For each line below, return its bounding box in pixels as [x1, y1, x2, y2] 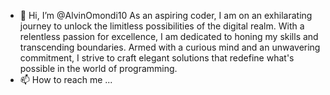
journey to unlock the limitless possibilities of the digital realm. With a [19, 20, 305, 32]
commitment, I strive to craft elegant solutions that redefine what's [19, 52, 295, 64]
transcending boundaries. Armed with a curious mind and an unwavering [19, 41, 321, 53]
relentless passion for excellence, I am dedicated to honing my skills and [19, 31, 319, 42]
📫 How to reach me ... [19, 74, 113, 85]
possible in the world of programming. [19, 63, 178, 74]
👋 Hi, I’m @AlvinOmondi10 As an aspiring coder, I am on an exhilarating [19, 10, 313, 21]
